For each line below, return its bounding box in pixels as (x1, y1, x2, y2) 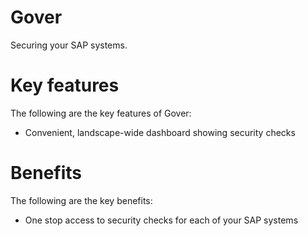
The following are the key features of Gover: (10, 107, 192, 119)
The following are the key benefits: (10, 194, 153, 206)
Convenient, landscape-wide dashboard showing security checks (24, 126, 296, 138)
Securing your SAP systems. (10, 39, 128, 51)
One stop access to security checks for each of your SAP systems (24, 214, 299, 226)
